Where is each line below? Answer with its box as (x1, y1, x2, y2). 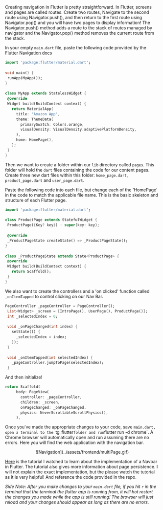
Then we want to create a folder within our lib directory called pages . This (5, 161, 155, 168)
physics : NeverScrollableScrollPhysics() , (20, 410, 109, 415)
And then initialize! (5, 374, 43, 380)
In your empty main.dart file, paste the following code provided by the (5, 45, 147, 50)
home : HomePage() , (16, 137, 54, 142)
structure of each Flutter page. (5, 197, 67, 203)
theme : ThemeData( (16, 117, 54, 122)
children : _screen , (20, 399, 60, 405)
